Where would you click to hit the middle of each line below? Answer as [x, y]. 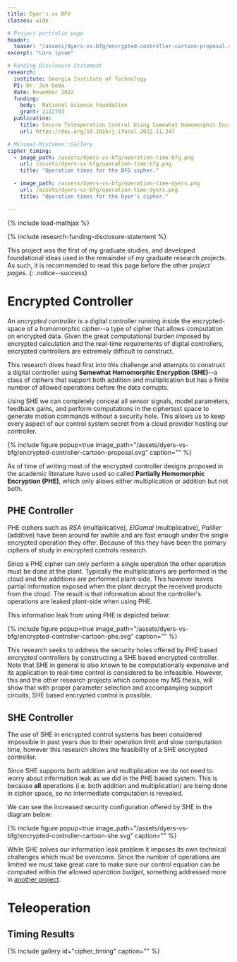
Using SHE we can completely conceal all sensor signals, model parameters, [119, 401]
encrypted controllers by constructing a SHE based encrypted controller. [113, 658]
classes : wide [28, 21]
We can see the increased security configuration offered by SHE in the [110, 807]
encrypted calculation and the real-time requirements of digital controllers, [116, 343]
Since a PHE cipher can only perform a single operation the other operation [117, 564]
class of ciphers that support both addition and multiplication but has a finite [118, 380]
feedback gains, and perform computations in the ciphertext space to [108, 408]
